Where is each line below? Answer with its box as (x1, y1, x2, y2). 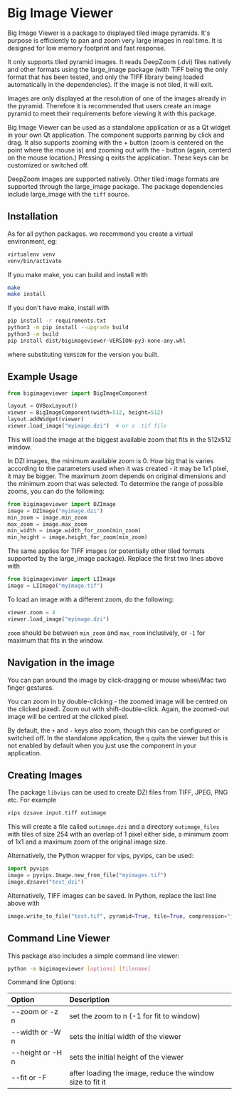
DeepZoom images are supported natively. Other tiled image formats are (7, 175, 220, 183)
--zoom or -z (11, 1007, 58, 1017)
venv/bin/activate (7, 257, 62, 264)
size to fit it (69, 1077, 107, 1087)
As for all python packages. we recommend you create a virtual (7, 229, 193, 238)
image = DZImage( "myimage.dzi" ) (7, 507, 103, 515)
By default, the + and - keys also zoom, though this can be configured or (7, 725, 221, 735)
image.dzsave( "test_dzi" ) (7, 878, 84, 885)
